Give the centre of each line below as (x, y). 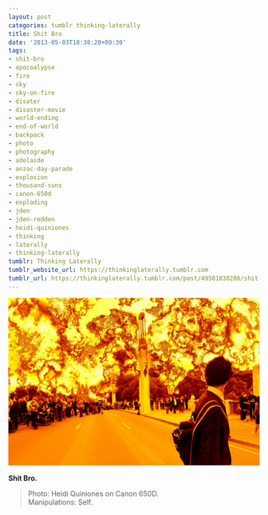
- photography (32, 152)
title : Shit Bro (35, 34)
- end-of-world (33, 127)
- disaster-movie (37, 110)
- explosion (28, 177)
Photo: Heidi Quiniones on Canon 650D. (93, 494)
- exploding (28, 203)
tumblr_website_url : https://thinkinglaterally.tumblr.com (108, 270)
